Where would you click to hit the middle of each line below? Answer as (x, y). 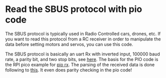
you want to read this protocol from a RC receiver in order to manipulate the (83, 39)
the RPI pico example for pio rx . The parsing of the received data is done (80, 64)
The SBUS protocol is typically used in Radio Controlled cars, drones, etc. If (83, 33)
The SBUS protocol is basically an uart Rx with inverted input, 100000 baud (82, 54)
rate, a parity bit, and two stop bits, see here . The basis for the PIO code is (82, 59)
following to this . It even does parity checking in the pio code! (69, 70)
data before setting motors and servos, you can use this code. (69, 44)
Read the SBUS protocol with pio (74, 9)
